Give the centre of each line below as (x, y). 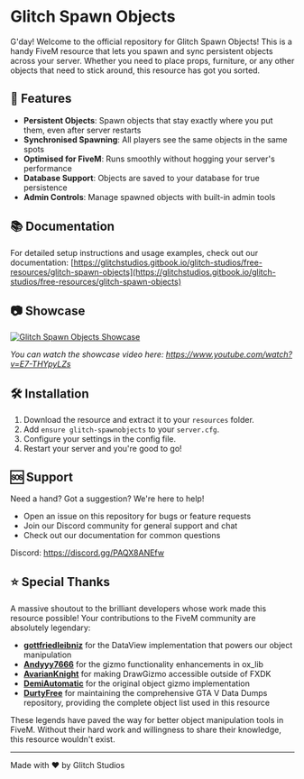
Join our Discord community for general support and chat (130, 526)
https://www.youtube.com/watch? (229, 354)
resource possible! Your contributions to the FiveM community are (133, 618)
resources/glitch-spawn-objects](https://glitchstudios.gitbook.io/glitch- (143, 271)
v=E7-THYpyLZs (41, 364)
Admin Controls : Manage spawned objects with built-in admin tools (149, 197)
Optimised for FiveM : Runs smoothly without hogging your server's (149, 159)
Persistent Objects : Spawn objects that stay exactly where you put (148, 120)
